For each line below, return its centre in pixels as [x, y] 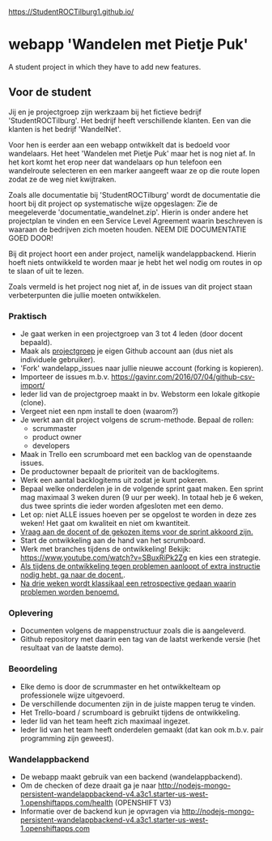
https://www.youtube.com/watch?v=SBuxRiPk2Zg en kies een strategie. [140, 557]
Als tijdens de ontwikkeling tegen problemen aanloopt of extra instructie [140, 566]
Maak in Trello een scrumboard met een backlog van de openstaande [136, 455]
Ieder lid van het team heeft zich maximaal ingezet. [105, 721]
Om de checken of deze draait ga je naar [88, 785]
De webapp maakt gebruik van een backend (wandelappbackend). [131, 776]
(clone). [33, 403]
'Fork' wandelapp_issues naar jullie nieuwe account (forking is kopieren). [142, 369]
